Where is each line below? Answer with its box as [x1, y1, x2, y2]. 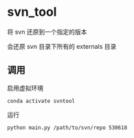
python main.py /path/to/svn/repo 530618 [7, 124, 128, 131]
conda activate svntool [7, 97, 76, 104]
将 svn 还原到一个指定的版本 [7, 27, 87, 36]
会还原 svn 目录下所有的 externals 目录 [7, 42, 117, 50]
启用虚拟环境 [7, 84, 43, 92]
